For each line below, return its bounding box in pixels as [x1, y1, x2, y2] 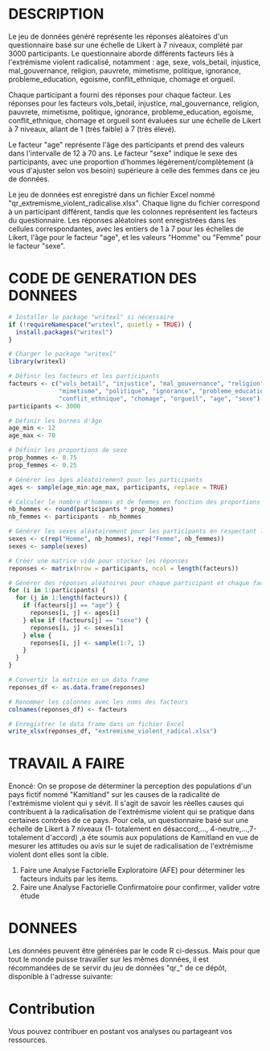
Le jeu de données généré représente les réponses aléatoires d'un [8, 31, 228, 41]
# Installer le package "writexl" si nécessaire [8, 313, 174, 321]
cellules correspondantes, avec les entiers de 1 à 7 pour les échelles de [8, 223, 244, 234]
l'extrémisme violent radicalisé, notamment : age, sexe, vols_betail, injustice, [8, 57, 261, 67]
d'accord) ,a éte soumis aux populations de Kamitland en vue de [45, 833, 259, 842]
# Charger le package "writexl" [8, 350, 117, 359]
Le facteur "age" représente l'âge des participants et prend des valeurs [8, 139, 245, 149]
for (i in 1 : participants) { [8, 586, 106, 595]
